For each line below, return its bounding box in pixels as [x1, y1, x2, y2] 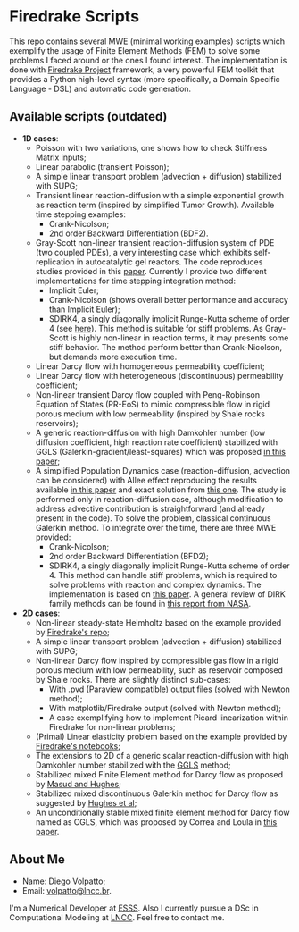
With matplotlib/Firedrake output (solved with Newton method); [48, 702, 281, 713]
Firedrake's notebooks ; [35, 740, 120, 751]
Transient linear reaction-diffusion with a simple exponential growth [35, 189, 285, 200]
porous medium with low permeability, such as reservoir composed [35, 664, 284, 676]
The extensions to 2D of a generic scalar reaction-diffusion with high [35, 750, 289, 760]
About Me [9, 852, 65, 868]
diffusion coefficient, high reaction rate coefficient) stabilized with [35, 436, 278, 448]
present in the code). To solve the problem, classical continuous [35, 512, 271, 524]
